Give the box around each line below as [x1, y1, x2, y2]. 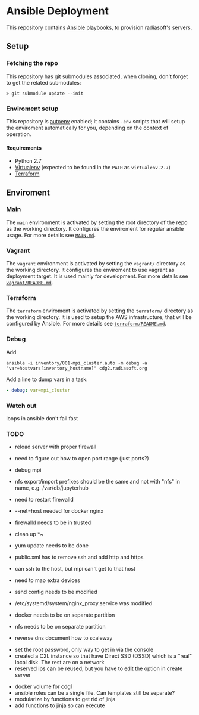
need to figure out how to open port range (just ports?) [14, 455, 150, 462]
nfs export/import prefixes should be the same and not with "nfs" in [14, 478, 180, 485]
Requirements [6, 144, 42, 151]
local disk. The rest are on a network [14, 659, 105, 666]
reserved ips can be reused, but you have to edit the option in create [14, 665, 183, 672]
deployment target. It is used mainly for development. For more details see [6, 273, 188, 280]
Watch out [6, 401, 37, 410]
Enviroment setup [6, 104, 59, 113]
